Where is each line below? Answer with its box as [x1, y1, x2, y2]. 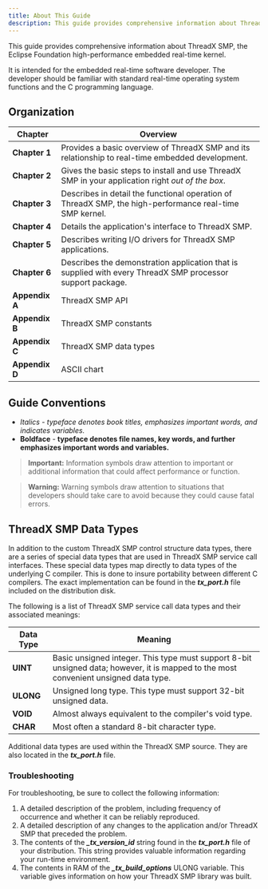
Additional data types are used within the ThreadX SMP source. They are [8, 741, 248, 751]
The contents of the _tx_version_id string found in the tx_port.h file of [19, 838, 251, 847]
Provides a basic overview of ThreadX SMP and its [61, 142, 250, 153]
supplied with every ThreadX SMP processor [61, 267, 229, 278]
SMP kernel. [61, 208, 106, 220]
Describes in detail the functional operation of [61, 189, 233, 200]
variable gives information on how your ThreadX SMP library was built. [19, 871, 253, 881]
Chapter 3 [12, 198, 52, 209]
